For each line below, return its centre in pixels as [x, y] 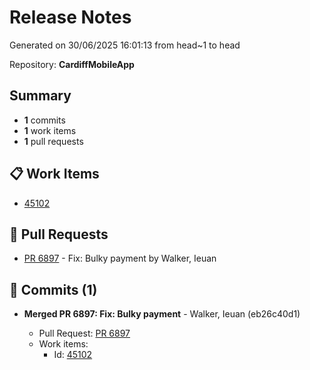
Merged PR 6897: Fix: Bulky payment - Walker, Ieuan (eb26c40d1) [162, 314]
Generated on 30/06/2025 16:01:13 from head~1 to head [125, 45]
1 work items [50, 130]
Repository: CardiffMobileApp [72, 64]
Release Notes [70, 17]
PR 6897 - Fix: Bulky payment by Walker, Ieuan [120, 258]
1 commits [44, 120]
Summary [40, 96]
